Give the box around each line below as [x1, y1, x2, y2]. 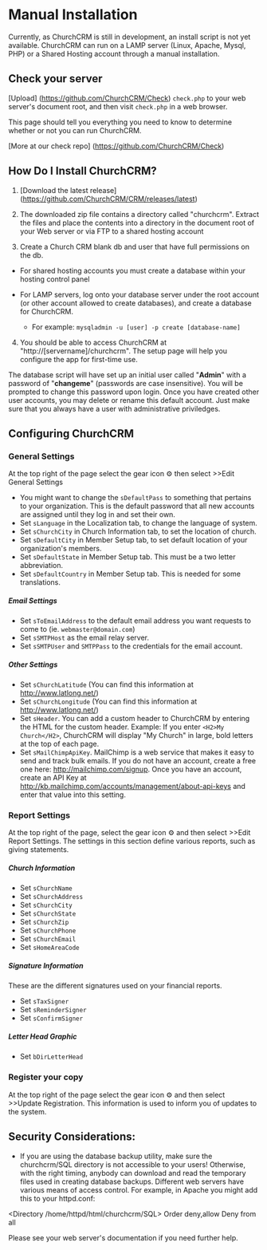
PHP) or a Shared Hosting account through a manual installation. [8, 49, 220, 58]
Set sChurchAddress [19, 892, 84, 901]
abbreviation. [19, 561, 64, 570]
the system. [8, 1106, 47, 1116]
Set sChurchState [19, 909, 77, 918]
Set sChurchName [19, 883, 73, 893]
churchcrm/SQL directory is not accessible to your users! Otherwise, [19, 1159, 245, 1169]
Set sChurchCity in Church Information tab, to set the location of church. [19, 526, 257, 536]
